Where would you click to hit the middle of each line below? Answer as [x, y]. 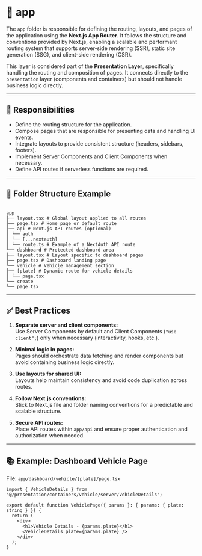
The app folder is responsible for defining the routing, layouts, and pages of [99, 29]
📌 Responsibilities [41, 110]
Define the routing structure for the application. [73, 124]
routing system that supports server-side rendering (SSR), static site [91, 48]
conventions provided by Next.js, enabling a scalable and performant [92, 42]
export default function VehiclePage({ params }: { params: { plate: [95, 505]
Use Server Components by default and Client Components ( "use [96, 332]
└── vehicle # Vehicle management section [60, 265]
